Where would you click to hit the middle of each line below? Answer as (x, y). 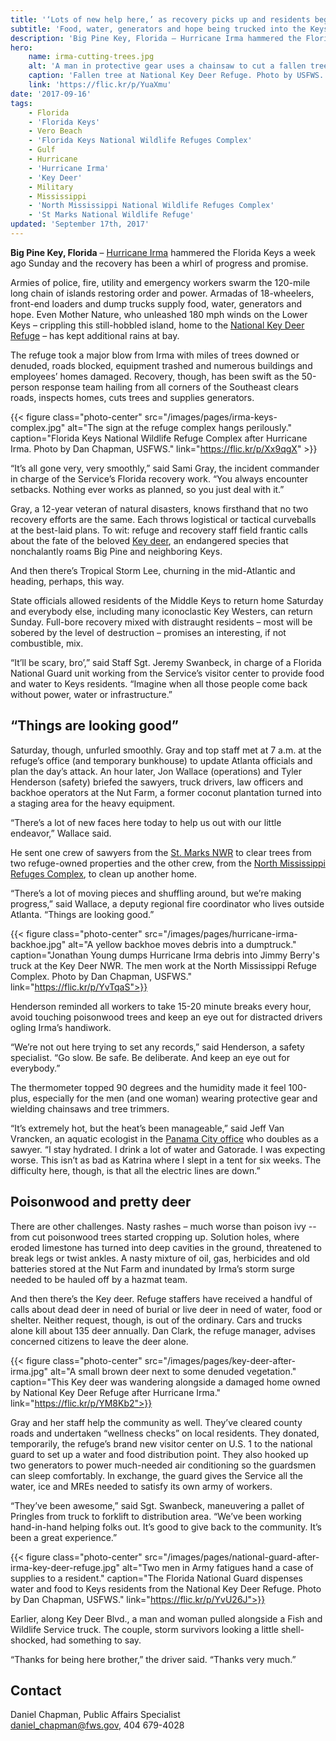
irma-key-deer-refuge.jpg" (65, 1567)
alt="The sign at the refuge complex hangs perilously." (180, 427)
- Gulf (42, 150)
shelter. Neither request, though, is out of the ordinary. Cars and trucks (156, 1320)
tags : (21, 103)
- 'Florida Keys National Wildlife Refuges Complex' (140, 141)
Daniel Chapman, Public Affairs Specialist (95, 1715)
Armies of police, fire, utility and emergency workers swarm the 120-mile (160, 282)
